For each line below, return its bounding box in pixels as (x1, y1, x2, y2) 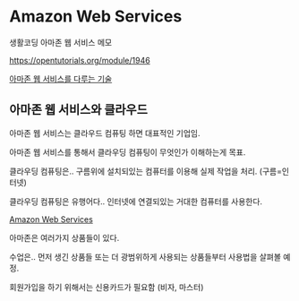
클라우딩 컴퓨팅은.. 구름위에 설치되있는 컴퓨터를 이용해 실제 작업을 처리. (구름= (9, 166, 282, 176)
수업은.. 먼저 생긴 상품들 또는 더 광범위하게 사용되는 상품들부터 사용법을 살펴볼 (9, 251, 282, 262)
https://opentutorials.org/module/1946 (9, 55, 150, 65)
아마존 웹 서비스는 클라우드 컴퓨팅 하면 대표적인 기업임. (9, 127, 201, 138)
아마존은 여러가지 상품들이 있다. (9, 232, 120, 243)
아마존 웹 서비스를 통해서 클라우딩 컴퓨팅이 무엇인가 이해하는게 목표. (9, 146, 246, 158)
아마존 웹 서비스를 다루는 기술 (9, 73, 113, 84)
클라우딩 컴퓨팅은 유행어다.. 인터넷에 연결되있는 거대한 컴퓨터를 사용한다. (9, 195, 262, 207)
